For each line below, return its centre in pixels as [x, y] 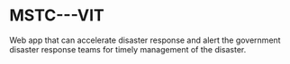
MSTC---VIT [57, 16]
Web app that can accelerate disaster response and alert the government [145, 40]
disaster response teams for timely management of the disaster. [128, 49]
